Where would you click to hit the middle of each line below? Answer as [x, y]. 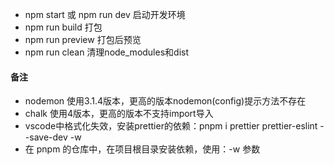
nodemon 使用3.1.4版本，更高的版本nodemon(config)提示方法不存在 [165, 101]
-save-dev [46, 137]
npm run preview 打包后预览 [83, 39]
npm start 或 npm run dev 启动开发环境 [105, 14]
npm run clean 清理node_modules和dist [106, 52]
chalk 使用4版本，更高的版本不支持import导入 [119, 114]
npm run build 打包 [63, 27]
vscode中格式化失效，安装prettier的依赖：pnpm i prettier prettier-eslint [171, 126]
